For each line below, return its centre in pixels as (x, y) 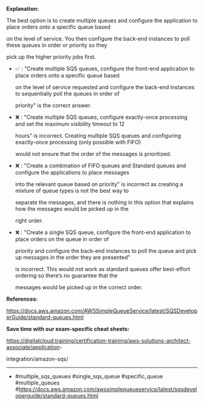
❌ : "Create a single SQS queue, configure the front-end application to (103, 232)
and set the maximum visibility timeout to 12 (70, 124)
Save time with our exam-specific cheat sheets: (68, 329)
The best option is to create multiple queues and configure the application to (102, 20)
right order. (29, 220)
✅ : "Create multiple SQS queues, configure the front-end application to (105, 69)
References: (22, 299)
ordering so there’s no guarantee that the (66, 276)
